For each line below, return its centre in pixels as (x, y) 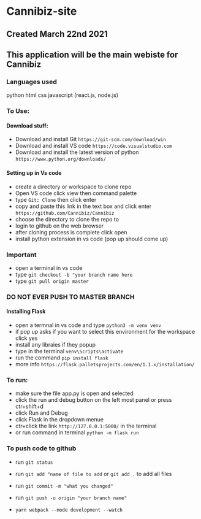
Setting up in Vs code (34, 172)
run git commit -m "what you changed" (64, 485)
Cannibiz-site (42, 11)
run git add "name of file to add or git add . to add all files (93, 474)
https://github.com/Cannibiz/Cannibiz (65, 213)
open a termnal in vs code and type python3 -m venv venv (88, 325)
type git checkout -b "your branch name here (74, 274)
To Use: (18, 111)
